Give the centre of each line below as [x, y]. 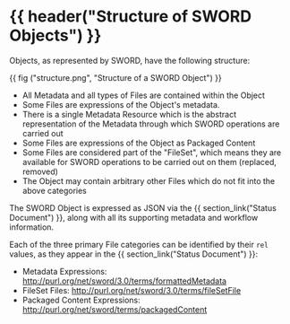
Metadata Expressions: [64, 271]
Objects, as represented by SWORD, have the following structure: [130, 60]
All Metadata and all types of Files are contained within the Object [144, 95]
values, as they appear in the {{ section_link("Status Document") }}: [134, 254]
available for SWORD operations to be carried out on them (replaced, [149, 162]
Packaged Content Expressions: [81, 300]
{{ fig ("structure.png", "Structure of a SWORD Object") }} [115, 77]
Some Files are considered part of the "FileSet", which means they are [152, 152]
